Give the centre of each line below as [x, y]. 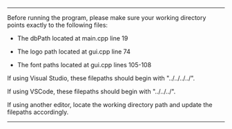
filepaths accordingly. [38, 112]
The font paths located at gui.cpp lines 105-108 [84, 65]
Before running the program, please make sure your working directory [107, 17]
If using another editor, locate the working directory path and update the [110, 105]
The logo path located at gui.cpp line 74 [74, 51]
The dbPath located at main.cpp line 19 [72, 38]
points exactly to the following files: [58, 25]
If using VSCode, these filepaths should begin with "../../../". [91, 91]
